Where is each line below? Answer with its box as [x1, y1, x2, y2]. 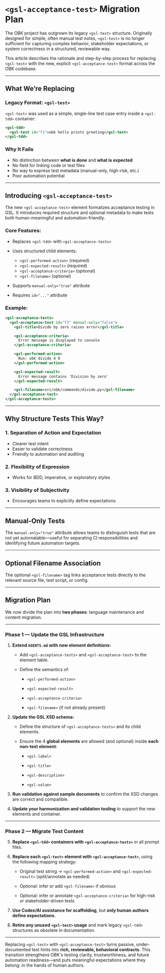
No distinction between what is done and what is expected [12, 157, 133, 163]
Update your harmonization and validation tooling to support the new [12, 806, 156, 812]
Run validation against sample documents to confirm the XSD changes [12, 791, 158, 797]
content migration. [5, 614, 43, 620]
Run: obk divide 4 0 [18, 356, 60, 361]
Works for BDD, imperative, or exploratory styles [12, 475, 110, 481]
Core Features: [5, 227, 42, 234]
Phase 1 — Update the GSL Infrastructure [5, 631, 105, 638]
